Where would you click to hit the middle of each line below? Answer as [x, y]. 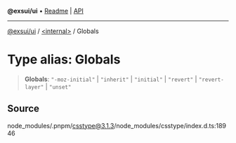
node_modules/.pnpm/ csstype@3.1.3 [61, 125]
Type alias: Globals [64, 60]
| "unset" [58, 86]
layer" [34, 87]
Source [24, 109]
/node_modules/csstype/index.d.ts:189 [170, 125]
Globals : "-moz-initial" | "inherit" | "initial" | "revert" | [111, 79]
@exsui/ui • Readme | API [46, 11]
